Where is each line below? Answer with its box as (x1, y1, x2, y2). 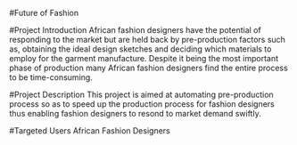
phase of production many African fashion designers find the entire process (9, 62, 288, 73)
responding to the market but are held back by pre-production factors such (9, 35, 285, 44)
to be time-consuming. (9, 72, 94, 83)
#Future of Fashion (9, 8, 78, 18)
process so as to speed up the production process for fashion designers (9, 99, 275, 109)
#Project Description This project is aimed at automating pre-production (9, 89, 274, 100)
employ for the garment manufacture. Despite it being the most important (9, 53, 279, 63)
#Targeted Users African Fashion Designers (9, 125, 171, 136)
